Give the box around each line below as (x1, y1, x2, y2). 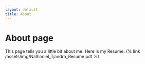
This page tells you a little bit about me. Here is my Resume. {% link (5, 48, 140, 54)
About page (5, 32, 54, 44)
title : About (5, 12, 32, 16)
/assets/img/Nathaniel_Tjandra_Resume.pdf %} (5, 54, 100, 60)
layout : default (5, 7, 38, 12)
